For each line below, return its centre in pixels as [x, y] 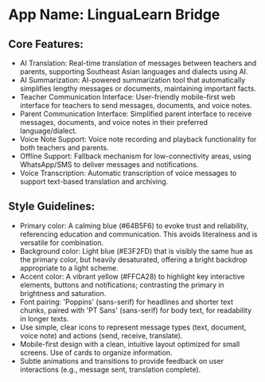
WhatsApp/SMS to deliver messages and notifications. [109, 164]
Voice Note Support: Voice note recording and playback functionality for [138, 139]
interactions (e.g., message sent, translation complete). [110, 369]
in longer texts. [44, 318]
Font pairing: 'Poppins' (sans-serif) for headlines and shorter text [126, 302]
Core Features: [46, 44]
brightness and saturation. [63, 293]
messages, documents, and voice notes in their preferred [114, 122]
